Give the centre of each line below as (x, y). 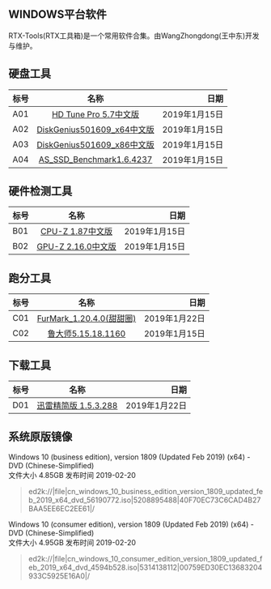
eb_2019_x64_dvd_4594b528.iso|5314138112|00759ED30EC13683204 (145, 567)
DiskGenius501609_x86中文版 (96, 144)
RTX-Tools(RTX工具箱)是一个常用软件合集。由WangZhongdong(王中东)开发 (134, 36)
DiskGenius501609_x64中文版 (96, 130)
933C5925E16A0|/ (59, 576)
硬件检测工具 (40, 192)
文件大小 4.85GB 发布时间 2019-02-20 (72, 475)
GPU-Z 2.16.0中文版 (76, 247)
